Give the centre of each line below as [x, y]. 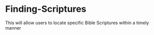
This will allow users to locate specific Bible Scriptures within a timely [77, 23]
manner [13, 28]
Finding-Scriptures [46, 9]
